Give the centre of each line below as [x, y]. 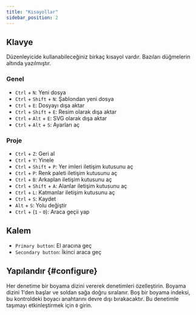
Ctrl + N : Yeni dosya [40, 92]
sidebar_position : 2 [32, 18]
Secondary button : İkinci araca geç [58, 252]
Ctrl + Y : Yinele [35, 160]
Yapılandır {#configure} [52, 271]
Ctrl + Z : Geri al [35, 153]
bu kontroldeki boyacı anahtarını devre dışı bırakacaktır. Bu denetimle [93, 299]
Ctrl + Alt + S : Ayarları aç [47, 125]
